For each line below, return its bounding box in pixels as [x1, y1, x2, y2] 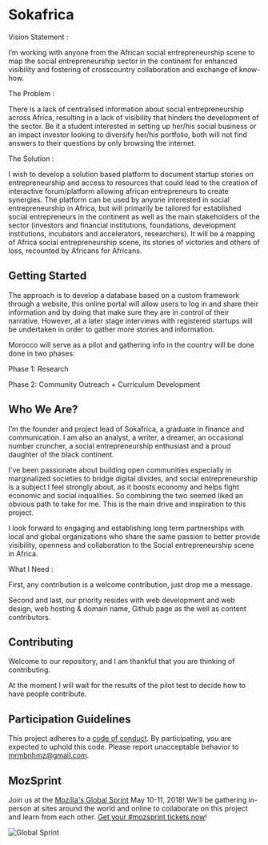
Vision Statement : [8, 32, 69, 42]
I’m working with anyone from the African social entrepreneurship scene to [8, 47, 255, 57]
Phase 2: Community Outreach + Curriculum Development [8, 379, 201, 389]
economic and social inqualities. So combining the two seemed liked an [8, 490, 244, 500]
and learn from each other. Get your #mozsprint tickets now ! [8, 812, 208, 822]
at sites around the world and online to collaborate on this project [33, 803, 248, 813]
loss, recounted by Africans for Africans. [8, 246, 142, 256]
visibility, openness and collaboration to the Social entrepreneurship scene [8, 540, 254, 549]
